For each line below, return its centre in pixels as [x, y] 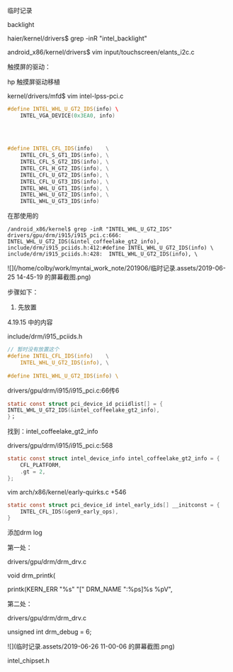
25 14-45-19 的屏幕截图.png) [49, 277]
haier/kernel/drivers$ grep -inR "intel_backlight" [77, 38]
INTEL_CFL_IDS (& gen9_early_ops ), [69, 512]
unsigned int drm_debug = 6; [50, 632]
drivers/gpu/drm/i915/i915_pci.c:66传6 [63, 390]
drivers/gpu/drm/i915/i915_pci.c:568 [60, 446]
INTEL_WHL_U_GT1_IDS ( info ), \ [65, 188]
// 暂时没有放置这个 [33, 350]
